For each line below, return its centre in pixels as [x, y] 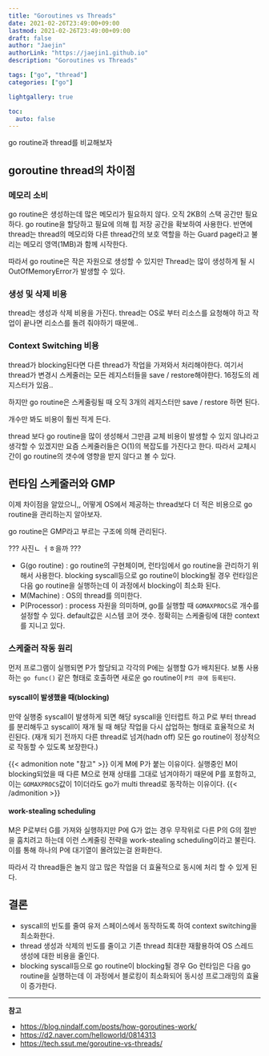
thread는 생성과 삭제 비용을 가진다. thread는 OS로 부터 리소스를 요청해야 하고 [129, 313]
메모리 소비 [28, 195]
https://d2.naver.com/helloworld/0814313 [88, 1034]
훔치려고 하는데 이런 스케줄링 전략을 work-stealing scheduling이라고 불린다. [136, 840]
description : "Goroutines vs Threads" [73, 61]
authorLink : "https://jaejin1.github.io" [78, 53]
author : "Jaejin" [37, 46]
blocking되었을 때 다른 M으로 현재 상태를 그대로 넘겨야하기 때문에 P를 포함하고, [132, 774]
